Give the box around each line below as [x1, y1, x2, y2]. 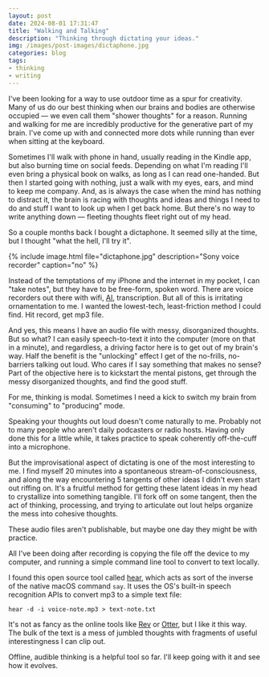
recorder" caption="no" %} [8, 260, 99, 269]
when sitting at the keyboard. [8, 136, 105, 146]
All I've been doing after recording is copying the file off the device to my [8, 548, 251, 558]
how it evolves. [8, 660, 59, 670]
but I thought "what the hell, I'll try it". [8, 236, 132, 245]
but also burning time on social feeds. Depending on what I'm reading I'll [8, 160, 249, 170]
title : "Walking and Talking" [8, 27, 110, 35]
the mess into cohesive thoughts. [8, 508, 119, 519]
